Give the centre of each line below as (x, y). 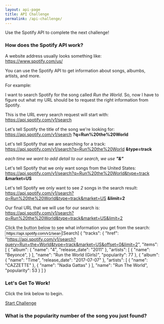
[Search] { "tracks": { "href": (90, 233)
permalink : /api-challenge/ (34, 19)
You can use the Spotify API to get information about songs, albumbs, (75, 70)
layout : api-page (23, 10)
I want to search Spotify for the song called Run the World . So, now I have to (82, 95)
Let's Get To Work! (28, 283)
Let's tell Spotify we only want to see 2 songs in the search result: (71, 188)
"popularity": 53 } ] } (26, 270)
